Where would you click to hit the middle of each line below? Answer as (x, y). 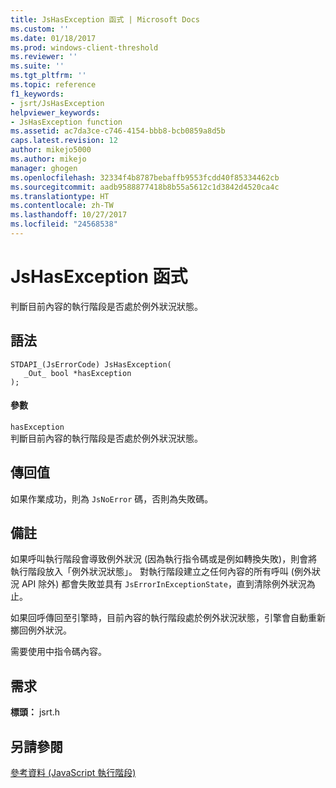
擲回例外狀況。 (41, 630)
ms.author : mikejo (48, 159)
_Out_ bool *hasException (77, 373)
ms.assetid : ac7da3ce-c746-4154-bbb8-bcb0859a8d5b (118, 131)
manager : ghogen (44, 168)
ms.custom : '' (40, 29)
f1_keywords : (37, 94)
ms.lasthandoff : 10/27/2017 (69, 215)
